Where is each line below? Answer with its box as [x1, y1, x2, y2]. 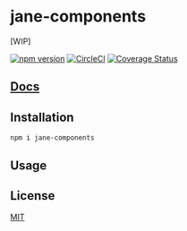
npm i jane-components [10, 133, 95, 142]
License [10, 188, 55, 203]
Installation [10, 109, 74, 124]
